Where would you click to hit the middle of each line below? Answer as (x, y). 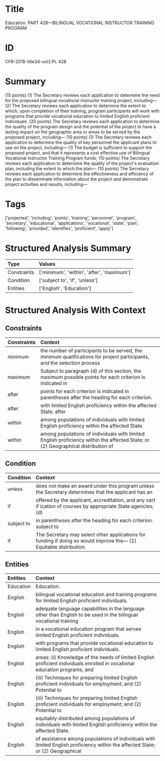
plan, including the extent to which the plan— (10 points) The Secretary (77, 168)
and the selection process (70, 362)
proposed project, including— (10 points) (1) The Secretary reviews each (79, 137)
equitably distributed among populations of (85, 719)
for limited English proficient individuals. (82, 601)
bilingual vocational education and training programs (96, 594)
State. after (53, 411)
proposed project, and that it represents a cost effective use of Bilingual (78, 153)
